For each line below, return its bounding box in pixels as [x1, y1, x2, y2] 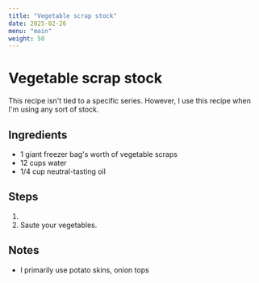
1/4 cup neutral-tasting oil [19, 167, 107, 176]
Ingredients [8, 128, 68, 141]
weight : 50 [8, 34, 45, 43]
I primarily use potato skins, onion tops [19, 264, 149, 275]
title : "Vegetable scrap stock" [8, 11, 117, 20]
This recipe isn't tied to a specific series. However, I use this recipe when [8, 96, 252, 106]
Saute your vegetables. [19, 220, 98, 230]
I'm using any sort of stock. [8, 104, 99, 114]
